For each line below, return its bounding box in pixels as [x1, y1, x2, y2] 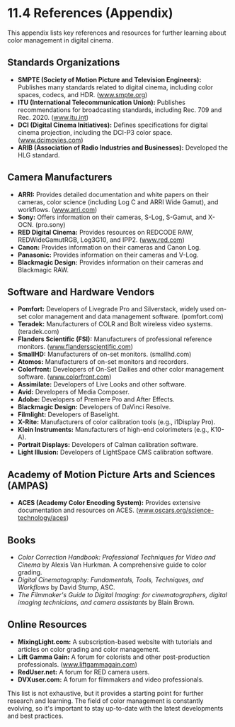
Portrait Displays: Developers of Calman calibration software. [17, 440, 198, 449]
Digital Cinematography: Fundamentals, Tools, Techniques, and [17, 576, 204, 584]
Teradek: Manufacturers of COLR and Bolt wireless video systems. [17, 320, 213, 328]
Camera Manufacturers [7, 172, 113, 184]
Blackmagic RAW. [17, 265, 69, 274]
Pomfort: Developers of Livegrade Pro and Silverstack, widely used [17, 305, 215, 313]
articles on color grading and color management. [17, 645, 161, 653]
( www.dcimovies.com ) [17, 135, 84, 144]
